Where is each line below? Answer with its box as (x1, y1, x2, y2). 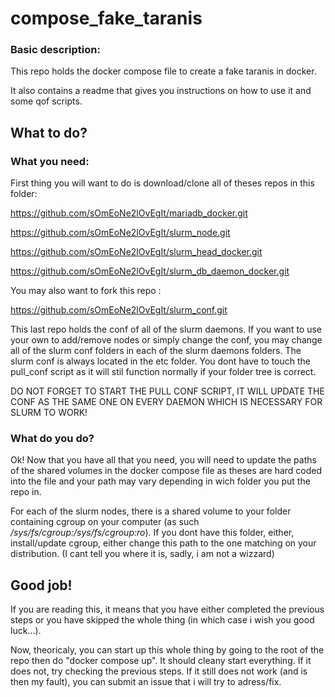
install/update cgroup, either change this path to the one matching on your (10, 537, 317, 549)
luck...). (10, 625, 42, 637)
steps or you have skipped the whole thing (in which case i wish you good (10, 614, 315, 626)
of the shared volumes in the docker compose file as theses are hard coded (10, 465, 323, 477)
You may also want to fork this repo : (10, 285, 162, 297)
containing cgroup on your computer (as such (10, 516, 200, 528)
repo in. (10, 486, 42, 498)
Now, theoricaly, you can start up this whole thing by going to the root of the (10, 644, 325, 656)
